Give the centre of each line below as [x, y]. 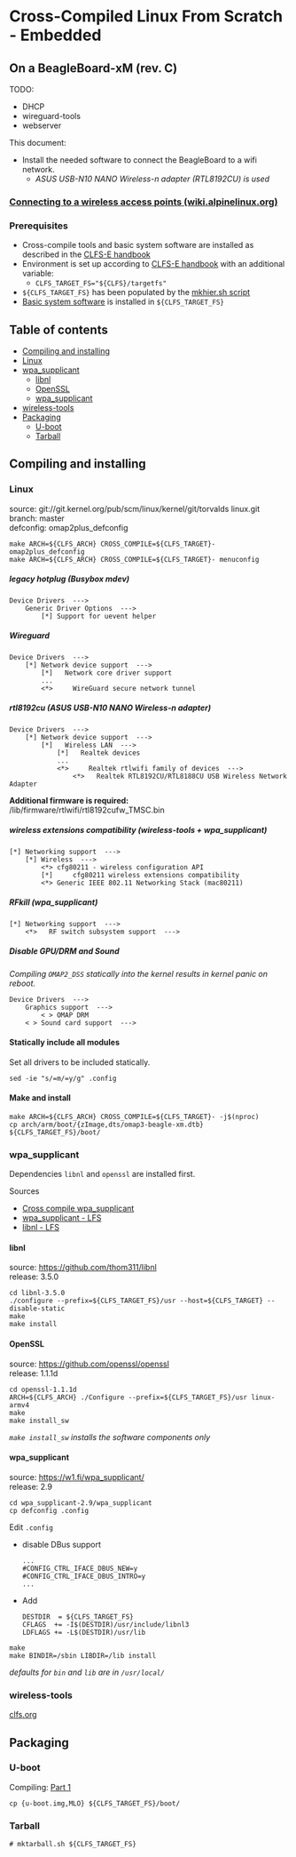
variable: [38, 274]
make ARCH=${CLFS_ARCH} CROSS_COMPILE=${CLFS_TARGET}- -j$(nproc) [134, 1117]
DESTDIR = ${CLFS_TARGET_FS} [78, 1617]
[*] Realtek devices [98, 753]
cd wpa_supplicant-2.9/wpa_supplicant [81, 1503]
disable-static [37, 1309]
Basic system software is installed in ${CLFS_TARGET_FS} [123, 302]
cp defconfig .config [49, 1510]
